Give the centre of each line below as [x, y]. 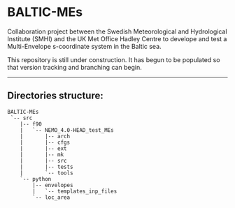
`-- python [36, 179]
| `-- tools [47, 173]
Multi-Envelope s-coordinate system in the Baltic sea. [85, 46]
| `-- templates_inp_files [75, 191]
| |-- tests [47, 167]
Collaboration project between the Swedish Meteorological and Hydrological [117, 31]
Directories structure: [55, 96]
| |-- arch [45, 136]
